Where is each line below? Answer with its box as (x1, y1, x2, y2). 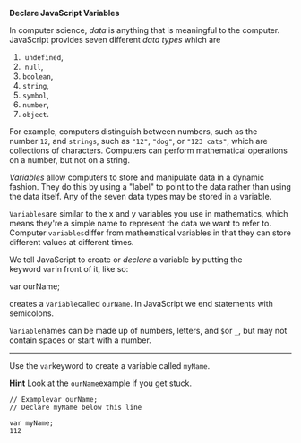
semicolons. (9, 308, 55, 319)
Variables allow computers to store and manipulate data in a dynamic (9, 172, 264, 183)
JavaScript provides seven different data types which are (9, 35, 221, 45)
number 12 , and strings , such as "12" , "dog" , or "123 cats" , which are (9, 136, 268, 146)
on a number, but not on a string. (9, 155, 130, 165)
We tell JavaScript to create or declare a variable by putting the (9, 254, 243, 265)
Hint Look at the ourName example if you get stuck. (9, 378, 193, 388)
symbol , (21, 89, 49, 100)
